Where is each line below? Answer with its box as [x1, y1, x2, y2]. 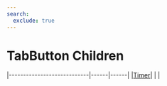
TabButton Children [6, 48, 124, 64]
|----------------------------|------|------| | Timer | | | [6, 71, 161, 80]
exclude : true [13, 17, 55, 24]
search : [6, 10, 30, 18]
